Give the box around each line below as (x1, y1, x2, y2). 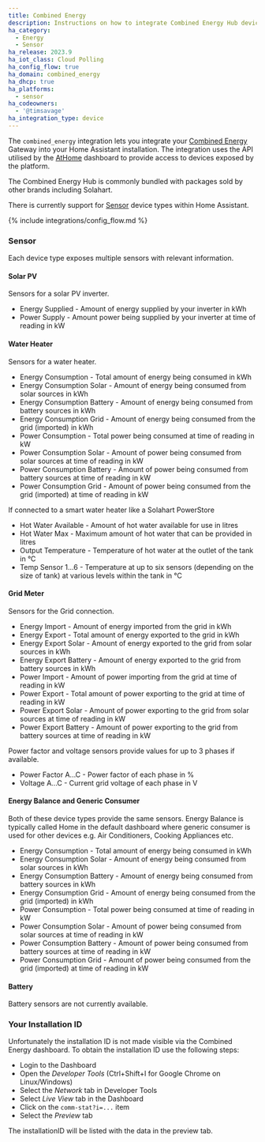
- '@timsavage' (15, 107, 65, 115)
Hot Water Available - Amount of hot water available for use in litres (19, 520, 239, 530)
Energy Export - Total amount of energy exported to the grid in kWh (19, 630, 240, 639)
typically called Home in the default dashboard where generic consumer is (8, 822, 251, 831)
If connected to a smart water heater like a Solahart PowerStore (8, 505, 215, 514)
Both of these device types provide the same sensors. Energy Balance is (8, 813, 244, 823)
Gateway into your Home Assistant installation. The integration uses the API (8, 144, 254, 154)
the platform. (8, 161, 50, 171)
